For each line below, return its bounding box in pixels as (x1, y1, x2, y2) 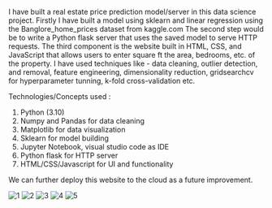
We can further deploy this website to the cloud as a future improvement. (8, 175, 253, 184)
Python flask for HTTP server (19, 150, 119, 160)
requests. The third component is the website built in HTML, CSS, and (8, 41, 242, 51)
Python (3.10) (19, 107, 65, 117)
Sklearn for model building (19, 133, 110, 143)
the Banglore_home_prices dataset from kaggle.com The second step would (8, 24, 264, 33)
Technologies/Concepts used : (8, 92, 111, 101)
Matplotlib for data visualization (19, 125, 126, 134)
